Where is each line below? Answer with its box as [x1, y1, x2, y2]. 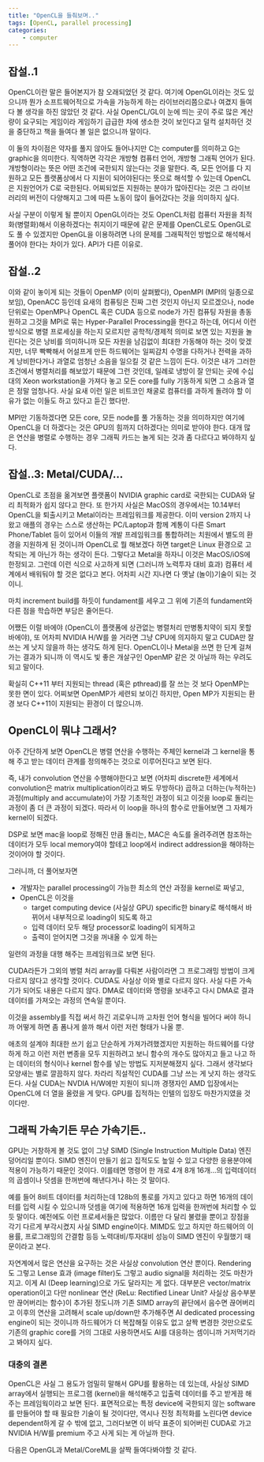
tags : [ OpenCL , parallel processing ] [8, 19, 132, 27]
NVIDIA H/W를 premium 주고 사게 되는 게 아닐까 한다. [8, 1428, 175, 1438]
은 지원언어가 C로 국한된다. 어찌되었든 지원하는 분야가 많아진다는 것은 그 [8, 183, 230, 193]
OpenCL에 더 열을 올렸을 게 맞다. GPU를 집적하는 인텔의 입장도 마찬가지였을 [8, 1088, 243, 1098]
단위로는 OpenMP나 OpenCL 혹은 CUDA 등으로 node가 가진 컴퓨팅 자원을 [8, 307, 238, 316]
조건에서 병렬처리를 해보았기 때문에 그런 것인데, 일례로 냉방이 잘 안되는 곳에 [8, 366, 240, 375]
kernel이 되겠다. [8, 812, 58, 822]
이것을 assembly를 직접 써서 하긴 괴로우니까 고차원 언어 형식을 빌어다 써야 [8, 1012, 236, 1022]
